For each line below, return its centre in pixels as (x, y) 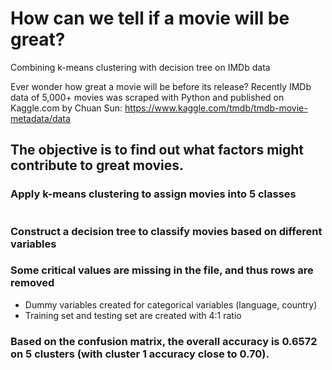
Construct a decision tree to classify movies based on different (166, 231)
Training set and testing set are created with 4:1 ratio (133, 315)
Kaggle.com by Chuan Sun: (66, 108)
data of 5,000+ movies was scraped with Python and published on (147, 97)
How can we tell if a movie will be (150, 18)
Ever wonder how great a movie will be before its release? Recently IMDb (161, 86)
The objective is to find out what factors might (157, 150)
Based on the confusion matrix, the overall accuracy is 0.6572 (164, 341)
